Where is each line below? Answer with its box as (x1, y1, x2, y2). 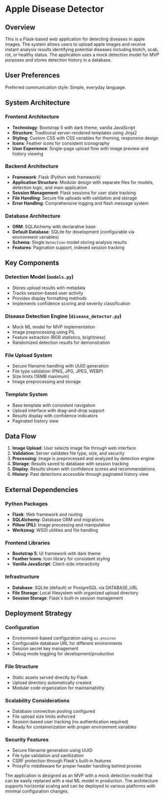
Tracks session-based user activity (12, 290, 83, 296)
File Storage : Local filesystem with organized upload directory (12, 589, 138, 596)
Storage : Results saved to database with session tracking (12, 461, 129, 467)
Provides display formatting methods (12, 295, 87, 301)
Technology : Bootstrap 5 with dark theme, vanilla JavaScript (12, 124, 136, 130)
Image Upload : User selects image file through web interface (12, 445, 136, 451)
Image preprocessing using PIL (12, 329, 75, 335)
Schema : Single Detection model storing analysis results (12, 240, 127, 246)
